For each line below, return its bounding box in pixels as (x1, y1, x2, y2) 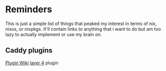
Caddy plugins (5, 46, 52, 55)
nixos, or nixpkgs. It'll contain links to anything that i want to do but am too (5, 26, 161, 32)
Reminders (5, 4, 52, 15)
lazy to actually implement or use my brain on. (5, 31, 102, 37)
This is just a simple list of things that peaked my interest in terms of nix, (5, 20, 157, 27)
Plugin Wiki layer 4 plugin (5, 60, 59, 66)
